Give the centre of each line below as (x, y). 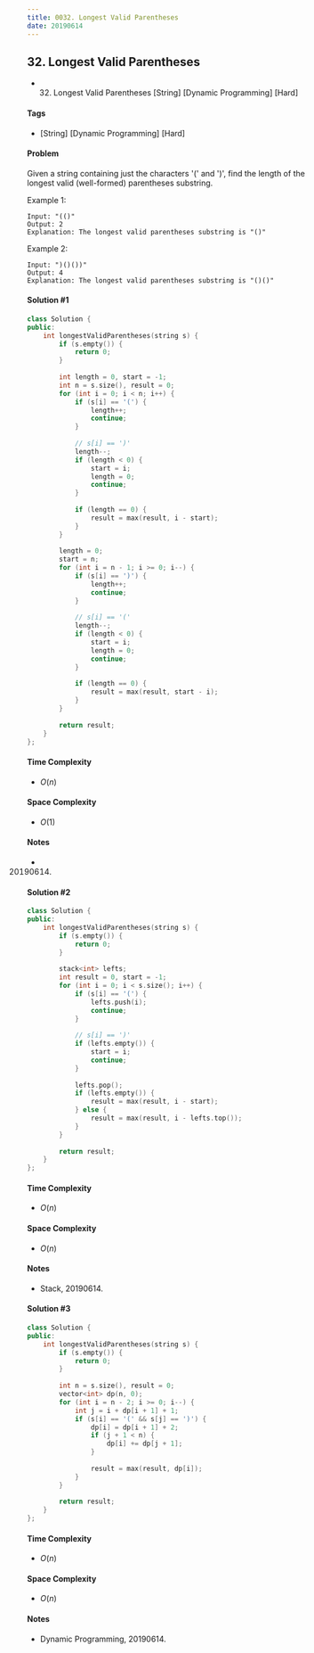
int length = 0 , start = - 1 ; (113, 377)
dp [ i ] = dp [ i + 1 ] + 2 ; (135, 1427)
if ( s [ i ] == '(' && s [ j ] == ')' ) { (141, 1419)
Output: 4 (45, 273)
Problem (43, 153)
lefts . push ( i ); (118, 1002)
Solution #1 (48, 300)
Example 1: (47, 200)
